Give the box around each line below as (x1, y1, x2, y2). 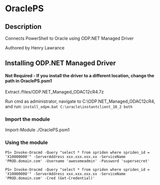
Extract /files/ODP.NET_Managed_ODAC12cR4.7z (5, 89, 104, 94)
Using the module (5, 139, 48, 146)
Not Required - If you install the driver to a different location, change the (5, 72, 155, 78)
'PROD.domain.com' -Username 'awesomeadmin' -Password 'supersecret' (5, 159, 150, 164)
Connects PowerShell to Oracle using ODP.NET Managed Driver (5, 35, 134, 41)
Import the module (5, 116, 50, 122)
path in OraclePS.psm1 (5, 78, 52, 84)
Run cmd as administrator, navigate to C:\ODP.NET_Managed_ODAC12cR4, (5, 98, 156, 104)
